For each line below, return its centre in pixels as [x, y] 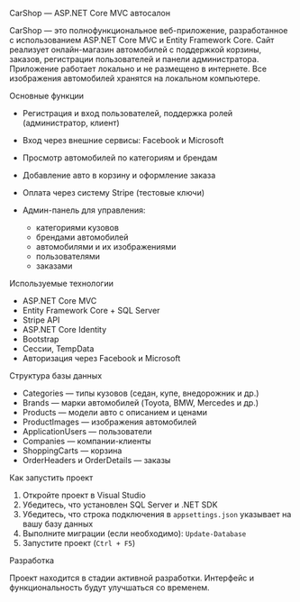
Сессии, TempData [58, 349]
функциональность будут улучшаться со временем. [109, 588]
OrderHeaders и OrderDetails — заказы [96, 460]
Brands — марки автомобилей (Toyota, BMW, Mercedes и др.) [141, 403]
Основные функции [46, 96]
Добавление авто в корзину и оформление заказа [119, 175]
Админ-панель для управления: [84, 210]
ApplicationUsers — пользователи [87, 431]
